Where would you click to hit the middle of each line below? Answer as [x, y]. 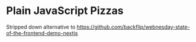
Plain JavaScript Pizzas [65, 11]
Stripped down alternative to [41, 27]
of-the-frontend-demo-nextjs [42, 33]
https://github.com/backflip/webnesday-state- [134, 27]
